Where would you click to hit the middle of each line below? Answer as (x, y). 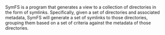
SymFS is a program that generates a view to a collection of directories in (81, 7)
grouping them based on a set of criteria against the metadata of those (78, 23)
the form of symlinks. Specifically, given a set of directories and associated (82, 12)
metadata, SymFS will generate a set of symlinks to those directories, (76, 17)
